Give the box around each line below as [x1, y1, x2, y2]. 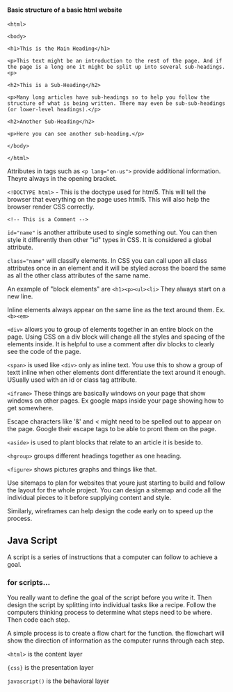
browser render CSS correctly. [7, 202, 95, 211]
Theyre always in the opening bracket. [7, 175, 117, 183]
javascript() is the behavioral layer [7, 677, 110, 685]
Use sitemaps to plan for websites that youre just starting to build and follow [7, 478, 225, 487]
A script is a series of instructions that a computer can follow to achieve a [7, 553, 218, 561]
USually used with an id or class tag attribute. [7, 376, 138, 384]
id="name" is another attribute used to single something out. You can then [7, 228, 218, 236]
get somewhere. [7, 404, 54, 412]
